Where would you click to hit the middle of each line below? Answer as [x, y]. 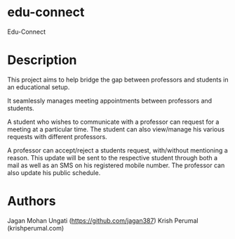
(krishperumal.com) [36, 228]
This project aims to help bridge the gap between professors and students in [118, 79]
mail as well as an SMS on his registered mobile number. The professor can [116, 165]
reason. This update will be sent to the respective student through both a [113, 157]
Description [42, 60]
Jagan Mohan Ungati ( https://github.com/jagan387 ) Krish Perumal [103, 220]
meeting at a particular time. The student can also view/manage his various [116, 129]
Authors [32, 201]
